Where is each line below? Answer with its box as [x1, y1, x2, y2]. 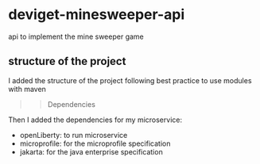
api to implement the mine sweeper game [8, 32, 145, 41]
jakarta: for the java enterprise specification [19, 147, 163, 156]
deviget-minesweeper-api [8, 6, 185, 24]
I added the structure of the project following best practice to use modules [8, 75, 252, 85]
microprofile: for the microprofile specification [19, 139, 171, 148]
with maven [8, 84, 46, 93]
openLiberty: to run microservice [19, 130, 128, 139]
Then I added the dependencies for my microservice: [8, 115, 183, 124]
